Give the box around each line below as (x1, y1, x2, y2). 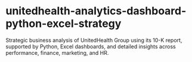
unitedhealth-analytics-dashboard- (5, 4, 187, 18)
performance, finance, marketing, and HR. (5, 49, 109, 56)
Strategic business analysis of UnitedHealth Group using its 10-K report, (5, 36, 182, 44)
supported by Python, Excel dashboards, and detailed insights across (5, 43, 176, 50)
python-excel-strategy (5, 17, 122, 30)
